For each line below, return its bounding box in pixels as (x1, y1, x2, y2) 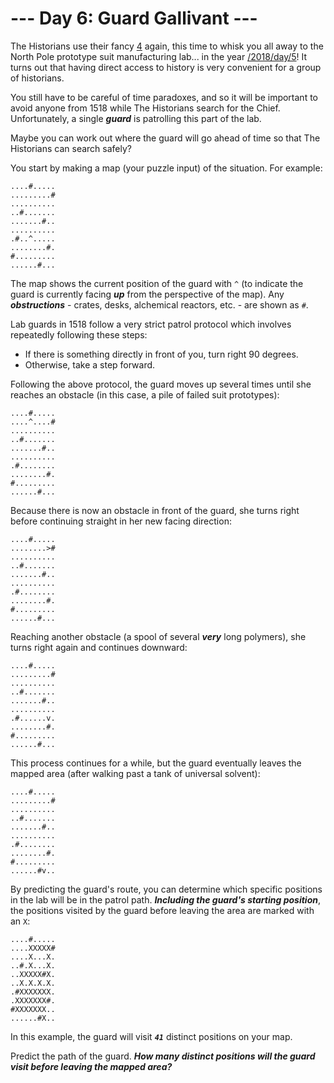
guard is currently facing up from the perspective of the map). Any (10, 288, 285, 300)
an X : (10, 915, 31, 927)
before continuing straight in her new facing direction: (10, 515, 232, 527)
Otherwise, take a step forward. (24, 358, 156, 371)
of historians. (10, 72, 65, 84)
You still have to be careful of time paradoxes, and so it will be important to (10, 91, 318, 103)
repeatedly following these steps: (10, 328, 148, 341)
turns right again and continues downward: (10, 641, 188, 653)
